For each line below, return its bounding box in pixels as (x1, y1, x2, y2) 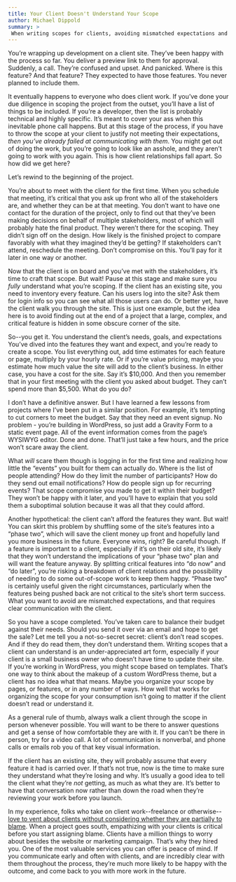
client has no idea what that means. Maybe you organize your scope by (8, 677, 214, 686)
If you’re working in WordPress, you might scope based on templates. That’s (8, 663, 228, 671)
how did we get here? (8, 159, 71, 168)
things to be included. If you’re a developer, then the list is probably (8, 107, 202, 116)
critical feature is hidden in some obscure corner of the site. (8, 319, 181, 328)
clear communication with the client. (8, 604, 113, 613)
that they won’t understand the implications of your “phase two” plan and (8, 552, 219, 560)
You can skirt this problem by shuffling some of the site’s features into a (8, 523, 215, 531)
